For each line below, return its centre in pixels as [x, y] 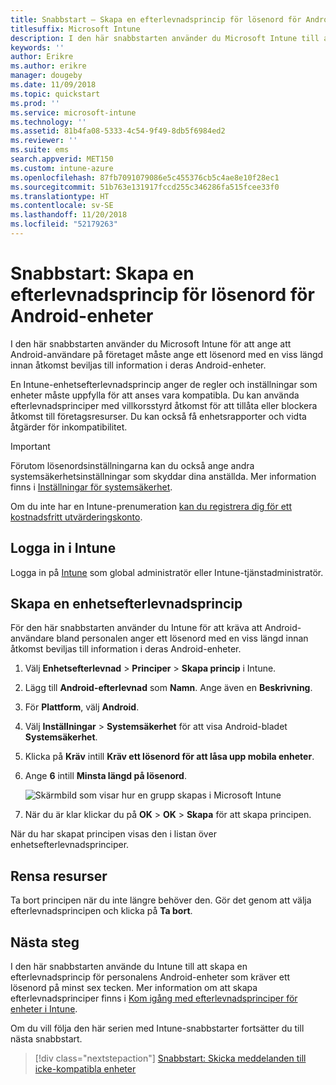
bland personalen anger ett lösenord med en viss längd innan [182, 638]
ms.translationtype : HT [60, 196]
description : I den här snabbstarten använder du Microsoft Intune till [165, 38]
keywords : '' [37, 47]
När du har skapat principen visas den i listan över [113, 834]
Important [30, 446]
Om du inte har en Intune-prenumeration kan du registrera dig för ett [151, 506]
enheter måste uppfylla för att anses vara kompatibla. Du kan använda [155, 395]
